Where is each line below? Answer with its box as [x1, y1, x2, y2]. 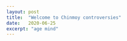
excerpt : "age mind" [6, 25, 59, 32]
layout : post [6, 8, 40, 15]
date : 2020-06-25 [6, 20, 56, 26]
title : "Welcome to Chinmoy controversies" [6, 14, 122, 20]
